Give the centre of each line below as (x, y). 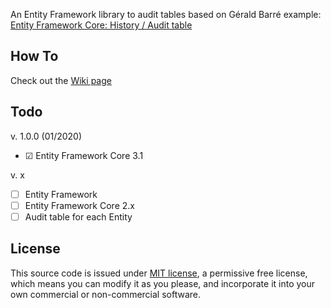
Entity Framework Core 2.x (79, 205)
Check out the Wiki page (61, 80)
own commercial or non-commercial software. (106, 294)
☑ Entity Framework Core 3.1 (84, 155)
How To (34, 56)
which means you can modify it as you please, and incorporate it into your (163, 283)
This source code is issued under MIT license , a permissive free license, (159, 273)
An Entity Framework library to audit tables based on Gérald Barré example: (166, 14)
